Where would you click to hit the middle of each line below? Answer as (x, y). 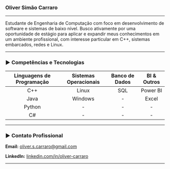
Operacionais (83, 82)
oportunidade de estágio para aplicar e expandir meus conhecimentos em (82, 34)
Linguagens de (32, 76)
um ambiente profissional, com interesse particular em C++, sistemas (78, 39)
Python (32, 106)
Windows (83, 98)
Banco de (123, 76)
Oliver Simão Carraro (32, 8)
